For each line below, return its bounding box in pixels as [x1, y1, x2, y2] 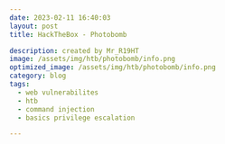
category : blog [9, 71, 67, 81]
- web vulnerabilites [17, 87, 99, 97]
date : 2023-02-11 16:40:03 [9, 13, 111, 22]
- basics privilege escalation [17, 113, 136, 122]
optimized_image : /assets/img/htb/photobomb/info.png [9, 63, 217, 72]
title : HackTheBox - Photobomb [9, 30, 127, 39]
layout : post [9, 22, 59, 31]
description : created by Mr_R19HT [9, 46, 140, 55]
